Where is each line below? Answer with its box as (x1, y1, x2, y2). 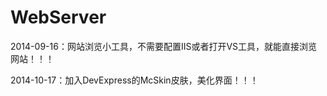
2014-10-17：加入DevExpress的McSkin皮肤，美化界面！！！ (10, 74, 259, 86)
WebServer (10, 6, 107, 29)
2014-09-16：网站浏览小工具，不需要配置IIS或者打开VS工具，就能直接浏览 (10, 40, 318, 52)
